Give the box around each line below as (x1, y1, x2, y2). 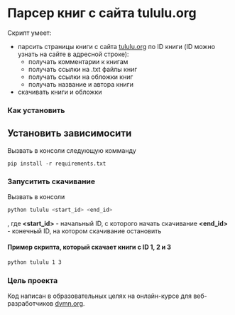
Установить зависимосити (7, 127, 132, 139)
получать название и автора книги (28, 80, 133, 88)
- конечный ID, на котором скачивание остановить (7, 226, 162, 235)
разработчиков (7, 299, 54, 308)
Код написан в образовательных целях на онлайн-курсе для (7, 292, 192, 300)
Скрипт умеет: (7, 28, 52, 37)
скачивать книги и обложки (17, 87, 102, 96)
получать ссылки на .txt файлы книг (28, 65, 138, 73)
